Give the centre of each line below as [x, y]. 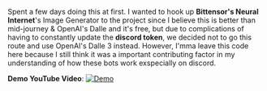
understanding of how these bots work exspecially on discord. [112, 63]
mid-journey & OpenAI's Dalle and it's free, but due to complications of [126, 29]
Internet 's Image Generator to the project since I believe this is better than [132, 20]
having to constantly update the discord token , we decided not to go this [130, 37]
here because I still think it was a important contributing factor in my [121, 54]
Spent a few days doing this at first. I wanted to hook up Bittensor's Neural [133, 12]
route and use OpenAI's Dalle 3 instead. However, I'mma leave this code [128, 46]
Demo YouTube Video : [46, 79]
